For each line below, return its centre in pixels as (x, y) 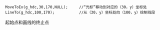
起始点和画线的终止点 (27, 22)
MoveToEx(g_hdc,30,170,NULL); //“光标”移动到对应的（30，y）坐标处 (76, 7)
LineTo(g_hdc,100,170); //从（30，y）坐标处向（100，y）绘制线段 (80, 12)
